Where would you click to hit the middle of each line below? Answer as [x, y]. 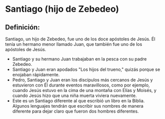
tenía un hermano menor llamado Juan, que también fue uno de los [74, 44]
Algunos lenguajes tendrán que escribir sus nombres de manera [78, 106]
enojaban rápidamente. [36, 74]
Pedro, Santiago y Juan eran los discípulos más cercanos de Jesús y [82, 80]
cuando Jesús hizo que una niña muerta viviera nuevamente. [75, 95]
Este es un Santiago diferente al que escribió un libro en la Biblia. [79, 101]
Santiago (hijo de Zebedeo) [62, 9]
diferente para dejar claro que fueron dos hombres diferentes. [76, 111]
